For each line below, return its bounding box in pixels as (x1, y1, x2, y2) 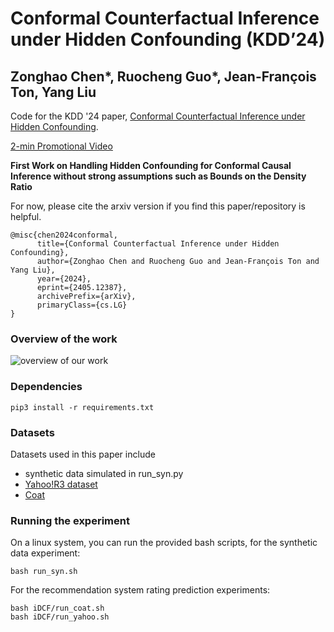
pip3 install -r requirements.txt (10, 402, 155, 412)
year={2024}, (36, 274, 92, 284)
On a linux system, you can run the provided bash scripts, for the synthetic (10, 537, 318, 549)
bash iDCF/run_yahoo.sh (10, 612, 110, 622)
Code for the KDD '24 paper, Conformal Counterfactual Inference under (10, 110, 306, 122)
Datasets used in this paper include (10, 448, 156, 460)
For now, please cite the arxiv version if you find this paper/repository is (10, 200, 306, 212)
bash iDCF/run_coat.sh (10, 603, 105, 614)
